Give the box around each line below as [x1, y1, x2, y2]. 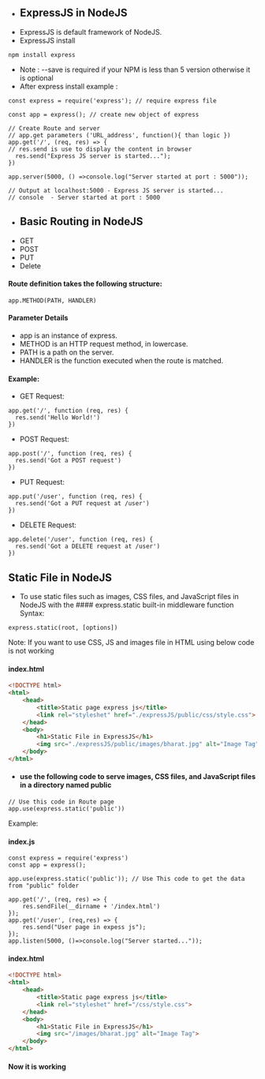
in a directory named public [19, 781, 112, 790]
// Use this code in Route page [8, 798, 114, 806]
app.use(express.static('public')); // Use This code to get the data [8, 875, 245, 883]
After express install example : [19, 81, 118, 91]
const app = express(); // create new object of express [8, 111, 200, 118]
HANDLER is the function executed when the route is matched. [19, 356, 224, 365]
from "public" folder [8, 882, 80, 890]
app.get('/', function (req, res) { [8, 406, 129, 415]
